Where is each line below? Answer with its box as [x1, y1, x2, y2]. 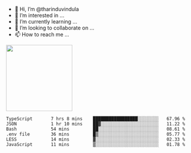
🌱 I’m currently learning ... [14, 18, 78, 25]
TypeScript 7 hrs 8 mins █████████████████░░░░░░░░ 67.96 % [6, 116, 185, 122]
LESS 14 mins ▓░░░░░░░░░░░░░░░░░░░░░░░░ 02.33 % [6, 137, 185, 142]
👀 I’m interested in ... [14, 12, 65, 19]
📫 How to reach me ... [14, 31, 69, 38]
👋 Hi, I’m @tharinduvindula [14, 6, 79, 12]
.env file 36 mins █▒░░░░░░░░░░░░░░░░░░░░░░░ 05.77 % [6, 131, 185, 137]
